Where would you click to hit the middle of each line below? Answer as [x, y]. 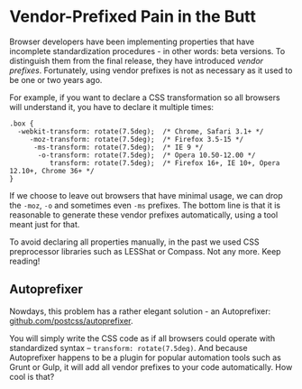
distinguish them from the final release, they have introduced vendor [137, 60]
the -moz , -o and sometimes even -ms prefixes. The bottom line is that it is [145, 205]
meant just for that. [45, 224]
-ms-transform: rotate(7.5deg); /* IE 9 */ [118, 147]
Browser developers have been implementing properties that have [132, 42]
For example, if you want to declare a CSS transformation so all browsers [145, 97]
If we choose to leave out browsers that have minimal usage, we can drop [146, 195]
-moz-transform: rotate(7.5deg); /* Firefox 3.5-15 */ [137, 139]
